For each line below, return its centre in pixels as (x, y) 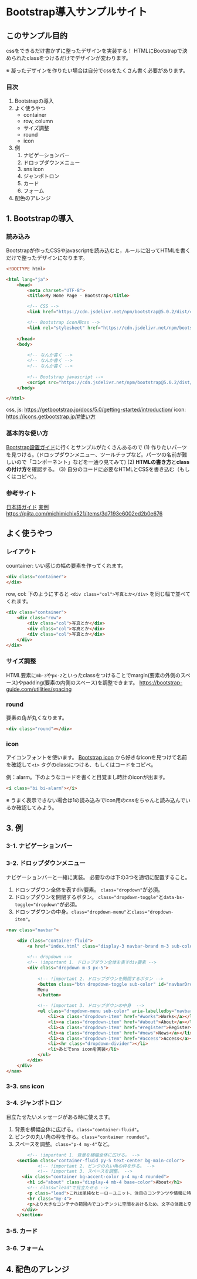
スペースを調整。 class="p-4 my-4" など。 (63, 1144)
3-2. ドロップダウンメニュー (46, 863)
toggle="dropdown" (37, 905)
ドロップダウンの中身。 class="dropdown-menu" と (73, 911)
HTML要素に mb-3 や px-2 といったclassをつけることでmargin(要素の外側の (93, 675)
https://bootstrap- (161, 682)
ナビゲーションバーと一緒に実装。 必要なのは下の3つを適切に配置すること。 (98, 877)
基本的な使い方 (27, 433)
